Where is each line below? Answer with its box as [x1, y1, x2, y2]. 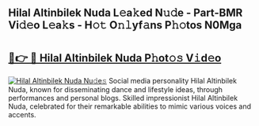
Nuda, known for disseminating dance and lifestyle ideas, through [8, 85, 223, 94]
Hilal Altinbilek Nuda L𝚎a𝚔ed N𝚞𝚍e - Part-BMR [8, 6, 243, 20]
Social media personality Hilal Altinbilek [108, 76, 238, 85]
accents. [8, 110, 37, 119]
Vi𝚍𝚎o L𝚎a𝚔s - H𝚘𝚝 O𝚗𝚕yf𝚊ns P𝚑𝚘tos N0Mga [8, 19, 242, 32]
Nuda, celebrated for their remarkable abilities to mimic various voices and [8, 102, 252, 111]
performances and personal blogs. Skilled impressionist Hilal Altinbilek [8, 94, 238, 102]
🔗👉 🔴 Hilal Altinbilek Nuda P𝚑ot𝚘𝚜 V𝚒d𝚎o [8, 51, 222, 65]
